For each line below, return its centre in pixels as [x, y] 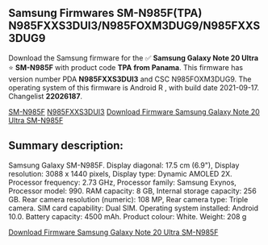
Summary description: [66, 145]
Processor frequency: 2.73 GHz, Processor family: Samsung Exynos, [122, 182]
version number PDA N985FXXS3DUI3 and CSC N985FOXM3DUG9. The [130, 79]
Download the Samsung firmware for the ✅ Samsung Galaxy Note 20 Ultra [134, 58]
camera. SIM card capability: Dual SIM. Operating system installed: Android [134, 208]
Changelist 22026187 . [46, 96]
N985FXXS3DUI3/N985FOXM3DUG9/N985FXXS [134, 26]
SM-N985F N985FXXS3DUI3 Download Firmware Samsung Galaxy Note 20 [134, 111]
